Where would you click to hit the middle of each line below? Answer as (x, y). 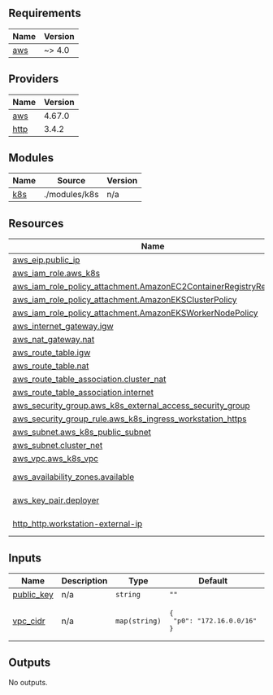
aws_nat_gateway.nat (54, 340)
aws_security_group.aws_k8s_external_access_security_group (131, 406)
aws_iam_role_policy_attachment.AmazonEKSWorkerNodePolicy (135, 313)
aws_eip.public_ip (46, 260)
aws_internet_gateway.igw (63, 327)
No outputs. (28, 682)
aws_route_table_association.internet (83, 393)
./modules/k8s (71, 195)
